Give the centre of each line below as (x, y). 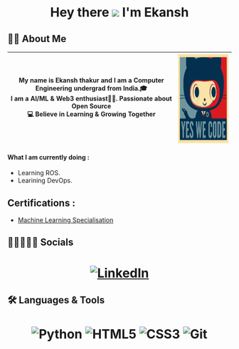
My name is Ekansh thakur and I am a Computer (91, 80)
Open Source (91, 106)
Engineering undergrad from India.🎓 (91, 88)
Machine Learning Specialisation (65, 220)
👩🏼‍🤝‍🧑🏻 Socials (41, 243)
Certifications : (42, 203)
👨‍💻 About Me (37, 39)
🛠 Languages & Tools (56, 300)
